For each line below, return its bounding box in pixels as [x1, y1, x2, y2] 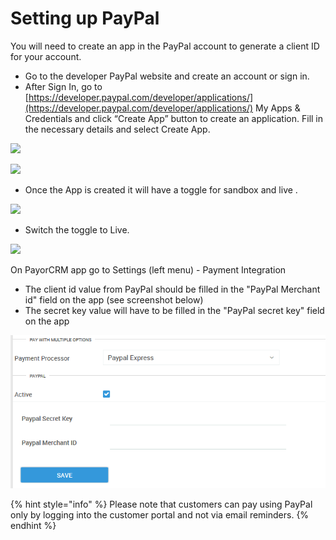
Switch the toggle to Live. [24, 223, 130, 236]
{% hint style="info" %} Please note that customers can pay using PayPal [10, 498, 313, 510]
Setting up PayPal [10, 7, 160, 30]
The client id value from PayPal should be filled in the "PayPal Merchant [24, 283, 321, 295]
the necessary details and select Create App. [24, 123, 211, 135]
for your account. [10, 50, 82, 62]
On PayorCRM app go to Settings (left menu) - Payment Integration [10, 263, 287, 276]
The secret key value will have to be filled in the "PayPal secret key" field [24, 304, 325, 316]
